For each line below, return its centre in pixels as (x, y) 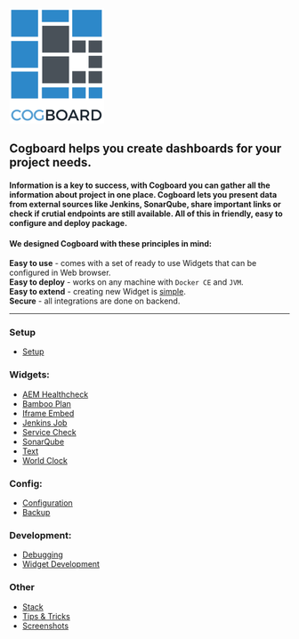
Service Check (49, 432)
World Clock (45, 460)
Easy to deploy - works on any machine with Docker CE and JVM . (126, 282)
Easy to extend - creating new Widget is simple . (98, 292)
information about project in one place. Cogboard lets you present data (143, 194)
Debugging (43, 554)
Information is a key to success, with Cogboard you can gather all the (140, 185)
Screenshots (45, 626)
